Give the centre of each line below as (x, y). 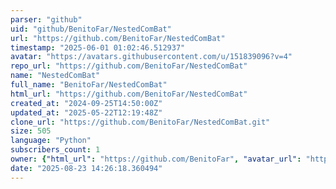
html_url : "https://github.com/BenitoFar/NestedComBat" (129, 94)
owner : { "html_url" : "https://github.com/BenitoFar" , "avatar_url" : (156, 159)
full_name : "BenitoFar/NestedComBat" (89, 85)
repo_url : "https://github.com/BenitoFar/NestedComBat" (129, 66)
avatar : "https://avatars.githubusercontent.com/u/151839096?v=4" (151, 57)
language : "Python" (51, 141)
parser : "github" (46, 19)
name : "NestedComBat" (55, 76)
